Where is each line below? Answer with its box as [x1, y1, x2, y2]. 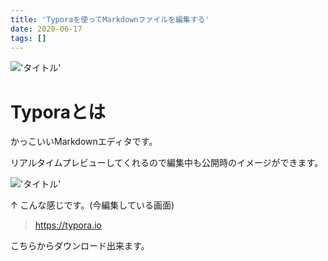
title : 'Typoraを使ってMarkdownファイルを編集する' [10, 14, 210, 25]
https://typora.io [34, 219, 102, 231]
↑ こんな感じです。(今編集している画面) [10, 199, 175, 211]
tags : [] [10, 33, 47, 43]
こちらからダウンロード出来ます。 [10, 240, 150, 252]
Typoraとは [10, 101, 106, 123]
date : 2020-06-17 [10, 24, 83, 34]
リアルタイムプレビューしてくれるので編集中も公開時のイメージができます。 [10, 157, 324, 169]
